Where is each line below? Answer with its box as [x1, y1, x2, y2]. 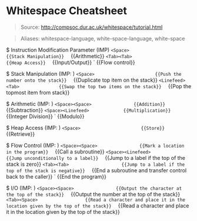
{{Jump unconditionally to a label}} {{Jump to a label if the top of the [6, 154, 186, 161]
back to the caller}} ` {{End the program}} [6, 173, 107, 180]
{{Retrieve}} [6, 130, 35, 138]
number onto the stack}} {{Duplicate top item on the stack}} [6, 76, 158, 83]
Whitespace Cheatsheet [6, 4, 128, 18]
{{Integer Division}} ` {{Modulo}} [6, 113, 85, 120]
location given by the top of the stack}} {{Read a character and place [6, 202, 189, 209]
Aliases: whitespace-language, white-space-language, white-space [20, 35, 185, 42]
